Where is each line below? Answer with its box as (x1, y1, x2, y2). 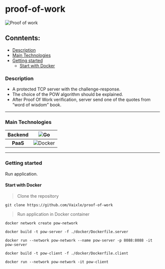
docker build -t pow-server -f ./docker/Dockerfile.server (5, 229, 129, 234)
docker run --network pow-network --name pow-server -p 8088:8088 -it (5, 238, 153, 243)
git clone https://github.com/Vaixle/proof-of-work (5, 203, 113, 208)
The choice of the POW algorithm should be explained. (12, 91, 123, 97)
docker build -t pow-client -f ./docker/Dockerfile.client (5, 251, 129, 256)
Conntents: (5, 34, 40, 42)
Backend (7, 131, 28, 138)
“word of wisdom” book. (12, 102, 61, 108)
